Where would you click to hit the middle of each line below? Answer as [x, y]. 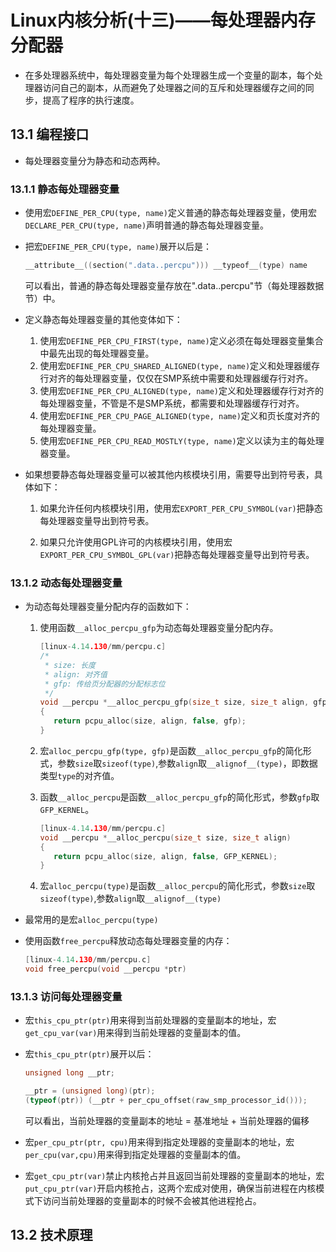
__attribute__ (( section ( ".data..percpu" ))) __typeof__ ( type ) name [166, 266]
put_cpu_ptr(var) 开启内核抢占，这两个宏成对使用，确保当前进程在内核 [170, 1188]
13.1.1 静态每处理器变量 [65, 189]
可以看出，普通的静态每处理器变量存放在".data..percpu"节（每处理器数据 [174, 285]
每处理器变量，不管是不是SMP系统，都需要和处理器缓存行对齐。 [172, 403]
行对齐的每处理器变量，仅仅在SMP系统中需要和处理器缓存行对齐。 [176, 378]
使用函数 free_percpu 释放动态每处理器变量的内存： [128, 941]
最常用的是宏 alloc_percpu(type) [91, 920]
